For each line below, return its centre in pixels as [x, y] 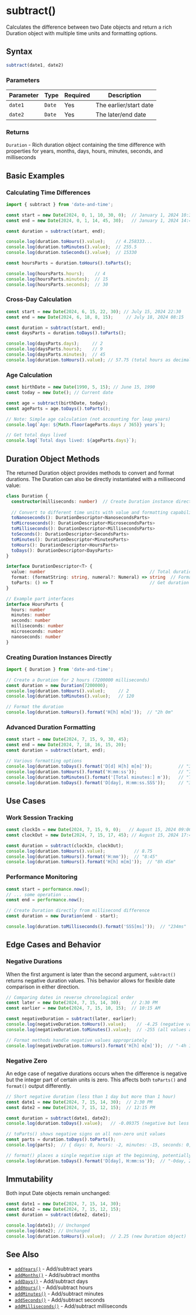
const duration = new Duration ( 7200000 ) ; [57, 685]
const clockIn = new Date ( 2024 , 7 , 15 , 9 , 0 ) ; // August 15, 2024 [91, 830]
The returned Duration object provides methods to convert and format [90, 473]
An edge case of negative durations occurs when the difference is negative [97, 1073]
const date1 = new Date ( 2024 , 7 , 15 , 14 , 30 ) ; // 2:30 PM [79, 1102]
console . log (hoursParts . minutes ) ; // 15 [57, 279]
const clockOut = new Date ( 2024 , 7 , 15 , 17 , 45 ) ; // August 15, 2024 [92, 835]
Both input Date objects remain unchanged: [58, 1193]
